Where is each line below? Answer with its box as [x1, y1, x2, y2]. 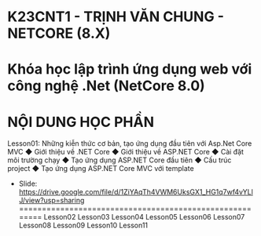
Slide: [18, 179, 38, 188]
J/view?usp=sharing [18, 196, 85, 205]
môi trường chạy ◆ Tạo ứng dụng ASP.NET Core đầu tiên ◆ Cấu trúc [7, 155, 232, 165]
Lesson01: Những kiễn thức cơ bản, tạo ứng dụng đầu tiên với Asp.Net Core [7, 139, 252, 148]
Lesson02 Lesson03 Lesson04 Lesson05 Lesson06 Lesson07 [43, 212, 245, 222]
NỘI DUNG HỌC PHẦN [7, 113, 155, 131]
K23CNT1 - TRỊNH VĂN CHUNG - [7, 8, 225, 26]
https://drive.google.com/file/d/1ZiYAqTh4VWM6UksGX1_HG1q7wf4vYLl [18, 187, 253, 197]
